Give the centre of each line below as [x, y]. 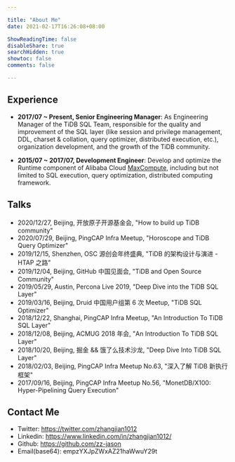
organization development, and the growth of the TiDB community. [114, 146]
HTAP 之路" [34, 262]
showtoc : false [29, 59]
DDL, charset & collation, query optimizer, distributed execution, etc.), [118, 139]
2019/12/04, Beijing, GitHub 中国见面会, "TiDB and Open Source [109, 271]
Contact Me [33, 412]
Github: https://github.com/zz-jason [69, 444]
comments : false [31, 65]
